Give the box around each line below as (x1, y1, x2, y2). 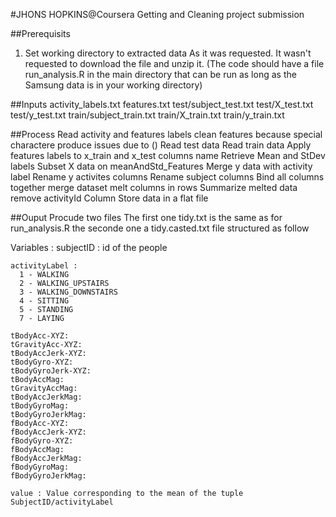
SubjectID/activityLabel (10, 497, 114, 507)
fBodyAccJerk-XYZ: (10, 427, 87, 437)
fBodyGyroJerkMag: (10, 471, 87, 481)
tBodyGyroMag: (10, 401, 70, 411)
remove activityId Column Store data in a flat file (10, 192, 209, 204)
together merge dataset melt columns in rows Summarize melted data (10, 182, 298, 193)
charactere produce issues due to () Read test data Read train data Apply (10, 139, 312, 151)
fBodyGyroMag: (10, 462, 70, 472)
